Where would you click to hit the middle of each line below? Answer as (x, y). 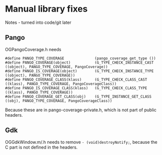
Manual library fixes (46, 9)
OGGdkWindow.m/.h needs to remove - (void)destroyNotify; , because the (81, 142)
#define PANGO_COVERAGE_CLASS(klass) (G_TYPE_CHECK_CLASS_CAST (76, 79)
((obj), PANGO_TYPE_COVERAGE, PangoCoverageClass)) (59, 101)
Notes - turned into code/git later (38, 22)
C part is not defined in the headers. (41, 147)
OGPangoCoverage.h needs (33, 49)
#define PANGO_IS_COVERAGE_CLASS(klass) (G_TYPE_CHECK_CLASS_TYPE (76, 88)
